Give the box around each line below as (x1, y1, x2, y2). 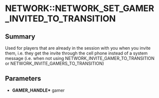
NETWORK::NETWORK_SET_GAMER (5, 3, 155, 14)
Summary (5, 32, 35, 41)
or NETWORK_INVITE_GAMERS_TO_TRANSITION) (5, 61, 105, 66)
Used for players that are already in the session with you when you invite (5, 45, 151, 51)
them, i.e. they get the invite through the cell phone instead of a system (5, 50, 148, 56)
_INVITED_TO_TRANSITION (5, 13, 116, 24)
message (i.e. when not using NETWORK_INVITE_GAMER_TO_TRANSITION (5, 56, 155, 61)
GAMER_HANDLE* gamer (12, 87, 65, 93)
